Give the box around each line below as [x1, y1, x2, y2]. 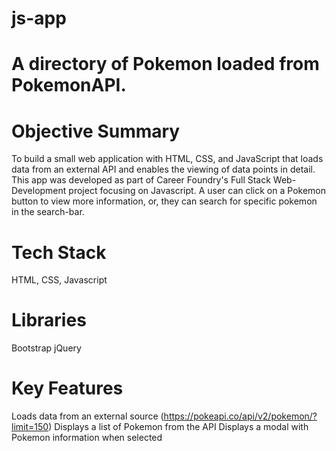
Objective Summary [11, 120, 181, 142]
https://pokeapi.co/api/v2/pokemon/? [163, 410, 318, 422]
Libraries [11, 309, 87, 332]
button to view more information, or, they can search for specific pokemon [11, 195, 318, 207]
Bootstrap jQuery [11, 342, 82, 354]
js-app [11, 7, 67, 30]
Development [11, 185, 67, 197]
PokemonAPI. [11, 74, 127, 97]
